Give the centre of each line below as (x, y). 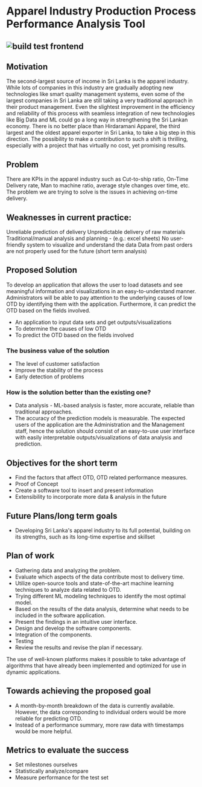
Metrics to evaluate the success (68, 750)
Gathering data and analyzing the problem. (68, 570)
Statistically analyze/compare (52, 771)
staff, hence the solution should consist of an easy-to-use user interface (105, 431)
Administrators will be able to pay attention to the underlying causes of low (99, 297)
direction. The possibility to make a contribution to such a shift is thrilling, (97, 139)
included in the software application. (60, 615)
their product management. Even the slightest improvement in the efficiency (100, 107)
